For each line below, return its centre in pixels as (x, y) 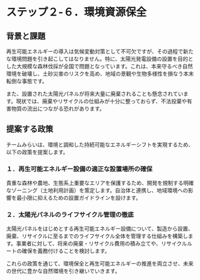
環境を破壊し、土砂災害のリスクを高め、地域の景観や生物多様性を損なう (95, 74)
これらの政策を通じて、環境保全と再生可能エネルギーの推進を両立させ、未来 (100, 264)
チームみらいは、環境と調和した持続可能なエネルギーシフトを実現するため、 (100, 144)
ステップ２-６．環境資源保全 (76, 12)
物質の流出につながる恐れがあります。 (58, 108)
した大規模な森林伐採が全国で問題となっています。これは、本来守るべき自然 (100, 66)
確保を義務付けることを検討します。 (66, 251)
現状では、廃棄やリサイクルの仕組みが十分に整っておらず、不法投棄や (101, 101)
